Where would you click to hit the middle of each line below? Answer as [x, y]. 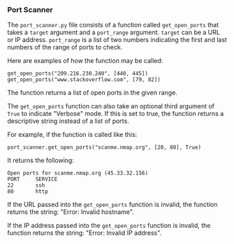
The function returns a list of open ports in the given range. [93, 93]
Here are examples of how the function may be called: [85, 61]
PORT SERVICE [32, 180]
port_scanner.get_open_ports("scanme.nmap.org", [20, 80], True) [104, 148]
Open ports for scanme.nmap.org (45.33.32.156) [78, 173]
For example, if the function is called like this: [72, 135]
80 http [28, 192]
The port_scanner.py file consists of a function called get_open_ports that [113, 25]
